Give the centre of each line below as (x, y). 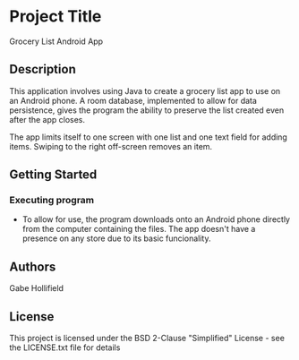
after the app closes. (47, 119)
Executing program (52, 201)
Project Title (56, 17)
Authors (33, 266)
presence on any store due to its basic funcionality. (116, 238)
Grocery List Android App (56, 41)
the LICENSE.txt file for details (65, 347)
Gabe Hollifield (37, 288)
